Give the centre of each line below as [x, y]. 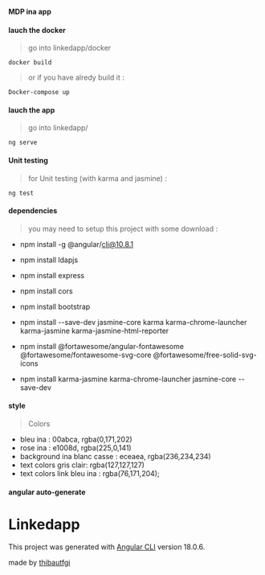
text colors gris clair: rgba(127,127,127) [82, 465]
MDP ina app [30, 12]
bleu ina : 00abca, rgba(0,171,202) [76, 439]
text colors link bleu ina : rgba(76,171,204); [90, 474]
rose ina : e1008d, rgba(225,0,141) [75, 448]
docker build [30, 63]
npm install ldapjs [49, 260]
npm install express [52, 275]
